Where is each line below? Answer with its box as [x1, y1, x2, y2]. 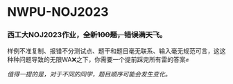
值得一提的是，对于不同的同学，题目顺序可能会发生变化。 [7, 70, 171, 78]
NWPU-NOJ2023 [7, 4, 109, 20]
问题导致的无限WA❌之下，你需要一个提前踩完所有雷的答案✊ [19, 56, 189, 64]
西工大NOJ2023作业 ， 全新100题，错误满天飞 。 [7, 30, 167, 40]
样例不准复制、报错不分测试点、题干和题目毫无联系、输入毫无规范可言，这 [7, 47, 220, 55]
